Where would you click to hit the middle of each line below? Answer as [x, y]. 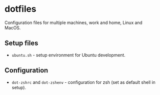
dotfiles [21, 9]
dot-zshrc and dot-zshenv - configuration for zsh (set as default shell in [83, 82]
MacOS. [13, 27]
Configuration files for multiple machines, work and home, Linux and [74, 23]
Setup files [22, 43]
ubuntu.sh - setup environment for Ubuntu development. [69, 55]
